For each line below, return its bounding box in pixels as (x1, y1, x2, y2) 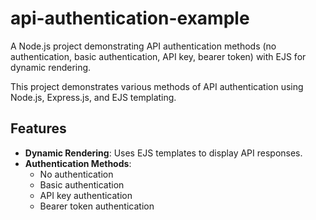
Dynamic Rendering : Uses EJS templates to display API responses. (24, 147, 303, 159)
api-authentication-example (10, 7, 250, 30)
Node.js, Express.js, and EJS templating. (10, 91, 177, 103)
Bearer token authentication (39, 200, 155, 212)
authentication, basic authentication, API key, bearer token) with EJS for (10, 50, 307, 62)
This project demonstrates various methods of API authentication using (10, 80, 304, 92)
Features (10, 120, 67, 137)
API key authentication (39, 189, 133, 201)
